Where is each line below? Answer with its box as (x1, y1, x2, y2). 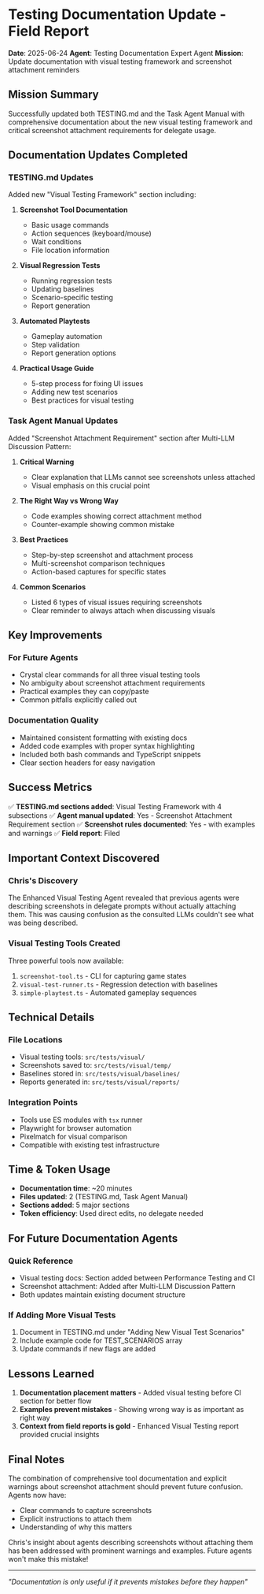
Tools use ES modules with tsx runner (19, 1115, 143, 1124)
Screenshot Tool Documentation (19, 205, 128, 214)
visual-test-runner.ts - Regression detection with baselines (19, 979, 218, 989)
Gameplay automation (31, 332, 103, 341)
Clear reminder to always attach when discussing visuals (31, 605, 216, 615)
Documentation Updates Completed (8, 148, 189, 162)
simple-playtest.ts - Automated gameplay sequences (19, 987, 197, 998)
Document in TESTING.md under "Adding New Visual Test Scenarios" (19, 1328, 245, 1337)
